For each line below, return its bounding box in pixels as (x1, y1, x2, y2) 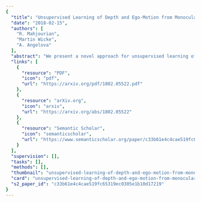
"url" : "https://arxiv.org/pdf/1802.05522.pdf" (21, 81, 143, 87)
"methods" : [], (11, 164, 49, 170)
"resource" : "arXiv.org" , (21, 97, 86, 103)
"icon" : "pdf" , (21, 75, 60, 81)
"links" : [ (11, 59, 38, 65)
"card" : (11, 176, 31, 182)
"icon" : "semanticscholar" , (21, 131, 92, 137)
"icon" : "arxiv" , (21, 103, 65, 109)
